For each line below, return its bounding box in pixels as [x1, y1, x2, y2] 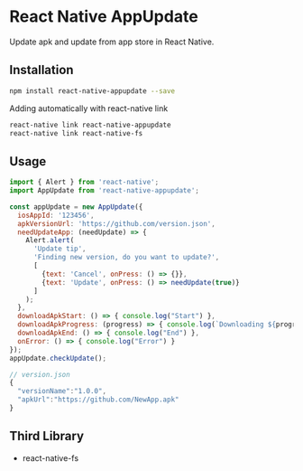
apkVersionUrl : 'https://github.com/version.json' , [17, 219, 216, 228]
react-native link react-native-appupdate [9, 120, 171, 129]
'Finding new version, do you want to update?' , [32, 253, 220, 262]
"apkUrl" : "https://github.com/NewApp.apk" [17, 395, 179, 404]
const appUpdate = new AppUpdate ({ [9, 202, 143, 212]
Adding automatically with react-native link [9, 102, 169, 114]
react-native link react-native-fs [9, 128, 143, 137]
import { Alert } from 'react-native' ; [9, 178, 160, 187]
